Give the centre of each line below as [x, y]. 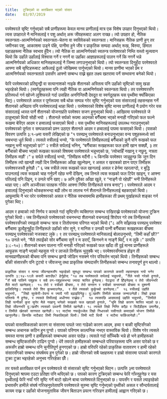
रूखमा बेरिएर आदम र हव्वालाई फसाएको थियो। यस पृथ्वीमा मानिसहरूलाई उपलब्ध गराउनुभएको [77, 123]
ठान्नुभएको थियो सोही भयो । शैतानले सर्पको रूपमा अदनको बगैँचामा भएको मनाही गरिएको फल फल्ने [80, 117]
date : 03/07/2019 [25, 14]
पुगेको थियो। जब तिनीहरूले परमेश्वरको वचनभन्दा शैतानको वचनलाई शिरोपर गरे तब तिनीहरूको [78, 217]
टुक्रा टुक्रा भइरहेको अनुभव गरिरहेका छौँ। [37, 358]
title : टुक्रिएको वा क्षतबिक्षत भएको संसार [39, 10]
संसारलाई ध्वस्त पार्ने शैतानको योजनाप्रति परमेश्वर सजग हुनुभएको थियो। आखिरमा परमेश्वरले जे [78, 112]
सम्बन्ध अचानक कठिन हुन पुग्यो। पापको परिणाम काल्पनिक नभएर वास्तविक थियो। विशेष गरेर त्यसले [82, 330]
